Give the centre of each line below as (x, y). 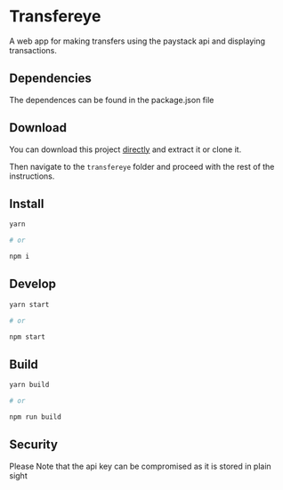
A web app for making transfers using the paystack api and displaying (137, 41)
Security (33, 445)
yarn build (29, 385)
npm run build (36, 417)
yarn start (29, 304)
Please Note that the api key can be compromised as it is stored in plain (140, 466)
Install (27, 203)
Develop (32, 284)
